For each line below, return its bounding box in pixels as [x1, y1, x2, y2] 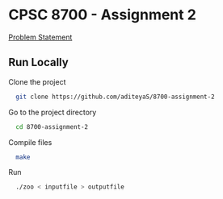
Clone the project [8, 77, 66, 86]
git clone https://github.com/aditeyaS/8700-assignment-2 [15, 93, 216, 101]
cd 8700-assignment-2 [15, 122, 89, 131]
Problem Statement [8, 32, 73, 42]
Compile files [8, 137, 53, 147]
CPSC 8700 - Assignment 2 [8, 6, 196, 24]
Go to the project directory [8, 107, 97, 117]
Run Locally [8, 56, 69, 69]
